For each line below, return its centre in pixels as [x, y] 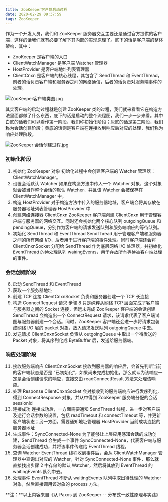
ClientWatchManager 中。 [39, 196]
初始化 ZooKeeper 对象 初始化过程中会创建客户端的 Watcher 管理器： [84, 171]
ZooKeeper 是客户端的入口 [40, 57]
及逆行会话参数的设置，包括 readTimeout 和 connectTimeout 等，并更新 [87, 415]
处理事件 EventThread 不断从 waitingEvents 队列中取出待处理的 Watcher [87, 478]
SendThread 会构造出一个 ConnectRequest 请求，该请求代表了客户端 [84, 315]
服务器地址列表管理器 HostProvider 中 [52, 208]
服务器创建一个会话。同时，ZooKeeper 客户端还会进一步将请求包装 [90, 321]
